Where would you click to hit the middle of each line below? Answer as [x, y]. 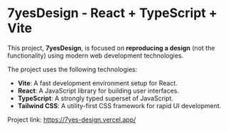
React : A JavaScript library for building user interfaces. [98, 90]
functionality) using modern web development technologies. [96, 56]
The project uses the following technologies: [72, 69]
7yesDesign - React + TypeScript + [113, 13]
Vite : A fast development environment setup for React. [97, 83]
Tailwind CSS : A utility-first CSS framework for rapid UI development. [119, 105]
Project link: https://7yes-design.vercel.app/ [72, 120]
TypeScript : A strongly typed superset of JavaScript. [96, 98]
